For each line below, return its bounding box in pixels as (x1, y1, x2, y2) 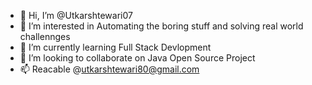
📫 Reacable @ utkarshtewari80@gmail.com (19, 63, 200, 75)
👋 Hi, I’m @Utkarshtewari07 (19, 10, 133, 21)
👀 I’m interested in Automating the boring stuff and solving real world (19, 20, 304, 32)
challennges (19, 31, 71, 42)
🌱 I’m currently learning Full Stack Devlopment (19, 41, 212, 53)
